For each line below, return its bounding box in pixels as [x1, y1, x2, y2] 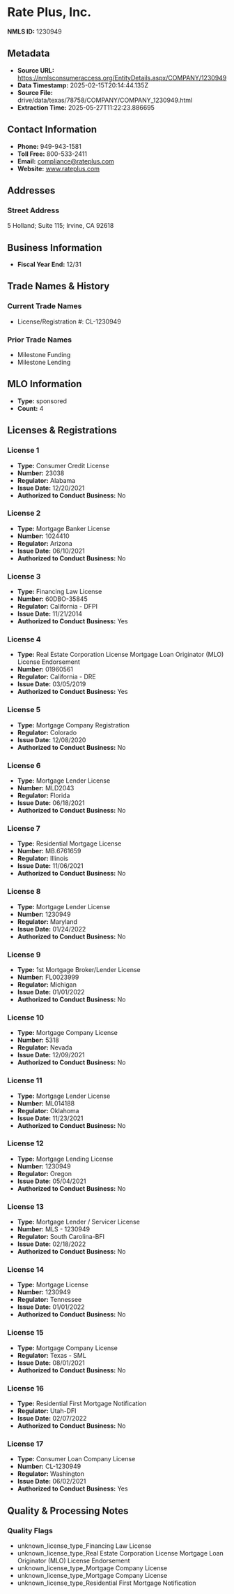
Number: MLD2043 [17, 784, 75, 792]
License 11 [7, 1075, 43, 1085]
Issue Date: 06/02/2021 [17, 1477, 86, 1486]
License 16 [7, 1383, 44, 1393]
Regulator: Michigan [17, 980, 77, 989]
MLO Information [7, 378, 82, 390]
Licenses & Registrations [7, 424, 117, 437]
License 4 [7, 635, 42, 644]
